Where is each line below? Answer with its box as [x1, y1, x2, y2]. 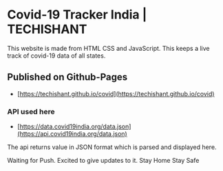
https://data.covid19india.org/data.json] [19, 122, 131, 130]
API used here [7, 106, 55, 116]
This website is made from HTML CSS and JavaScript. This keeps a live [7, 44, 210, 52]
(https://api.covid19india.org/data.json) [17, 130, 127, 138]
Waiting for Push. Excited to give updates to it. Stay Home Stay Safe [7, 157, 200, 165]
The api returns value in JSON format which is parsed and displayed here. [7, 143, 217, 151]
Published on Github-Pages [7, 71, 128, 83]
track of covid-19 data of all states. [7, 52, 106, 60]
